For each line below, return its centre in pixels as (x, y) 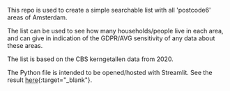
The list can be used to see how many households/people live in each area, (115, 31)
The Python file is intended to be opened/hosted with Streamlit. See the (110, 73)
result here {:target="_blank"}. (50, 80)
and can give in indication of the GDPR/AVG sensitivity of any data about (111, 38)
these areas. (25, 45)
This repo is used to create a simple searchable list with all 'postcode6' (109, 10)
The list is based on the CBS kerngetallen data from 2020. (91, 59)
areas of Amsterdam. (37, 17)
